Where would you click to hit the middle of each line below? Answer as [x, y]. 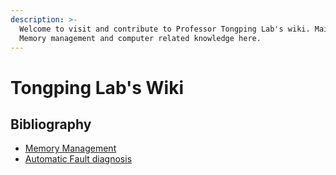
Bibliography [51, 124]
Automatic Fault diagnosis [78, 159]
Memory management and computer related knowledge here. [140, 38]
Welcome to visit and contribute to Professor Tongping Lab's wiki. [165, 29]
